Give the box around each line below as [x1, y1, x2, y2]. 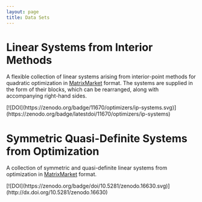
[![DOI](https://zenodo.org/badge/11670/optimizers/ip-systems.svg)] [6, 104, 177, 112]
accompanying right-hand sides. [6, 92, 87, 99]
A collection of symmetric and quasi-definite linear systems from [6, 164, 168, 172]
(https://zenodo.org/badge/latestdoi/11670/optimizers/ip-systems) [6, 110, 171, 118]
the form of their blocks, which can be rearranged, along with [6, 86, 159, 93]
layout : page [6, 8, 39, 15]
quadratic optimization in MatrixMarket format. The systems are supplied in [6, 80, 193, 87]
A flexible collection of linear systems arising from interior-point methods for [6, 73, 196, 80]
